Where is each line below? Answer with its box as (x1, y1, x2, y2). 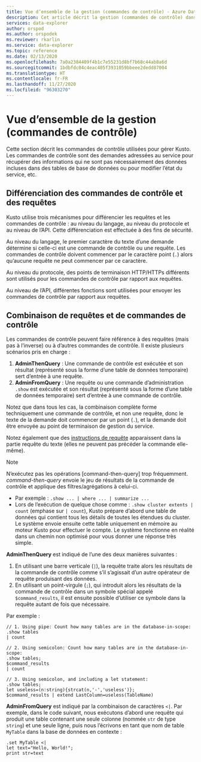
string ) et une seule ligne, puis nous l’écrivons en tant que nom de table (6, 722, 184, 729)
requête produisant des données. (14, 575, 98, 583)
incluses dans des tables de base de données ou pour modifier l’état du (6, 164, 182, 172)
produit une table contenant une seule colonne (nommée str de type (6, 715, 176, 723)
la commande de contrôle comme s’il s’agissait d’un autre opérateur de (14, 569, 190, 576)
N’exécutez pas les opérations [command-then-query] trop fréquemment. (6, 470, 188, 478)
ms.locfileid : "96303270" (6, 87, 71, 93)
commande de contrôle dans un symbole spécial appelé (14, 588, 154, 595)
